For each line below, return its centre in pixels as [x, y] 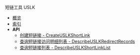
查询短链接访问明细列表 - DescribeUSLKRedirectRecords [77, 41]
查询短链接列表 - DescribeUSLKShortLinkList [65, 47]
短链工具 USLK [20, 7]
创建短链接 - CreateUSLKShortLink [55, 35]
